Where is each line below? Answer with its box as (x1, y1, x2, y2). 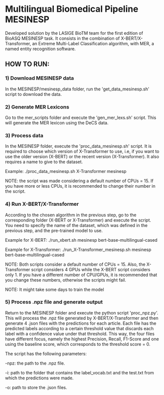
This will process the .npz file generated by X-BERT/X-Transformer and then (5, 315, 159, 321)
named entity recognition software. (5, 46, 76, 52)
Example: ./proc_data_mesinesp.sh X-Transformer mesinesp (5, 169, 127, 174)
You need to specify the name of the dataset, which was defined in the (5, 222, 148, 228)
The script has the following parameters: (5, 350, 87, 357)
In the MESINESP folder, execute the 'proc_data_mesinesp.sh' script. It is (5, 143, 152, 149)
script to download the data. (5, 91, 62, 97)
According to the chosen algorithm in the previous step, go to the (5, 212, 137, 218)
